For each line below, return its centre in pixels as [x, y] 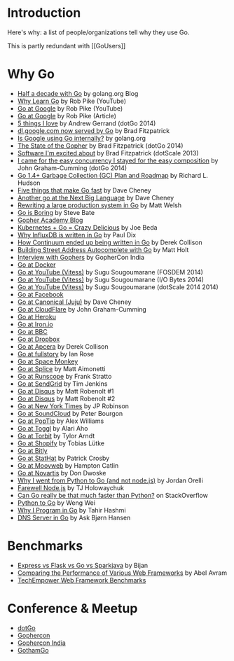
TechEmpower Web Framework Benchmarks [82, 580]
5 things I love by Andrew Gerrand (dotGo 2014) [87, 123]
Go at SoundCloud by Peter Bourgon [70, 413]
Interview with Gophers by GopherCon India [81, 257]
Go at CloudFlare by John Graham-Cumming [82, 309]
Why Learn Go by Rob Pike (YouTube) [72, 101]
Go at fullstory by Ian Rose [56, 354]
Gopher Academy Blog [50, 220]
